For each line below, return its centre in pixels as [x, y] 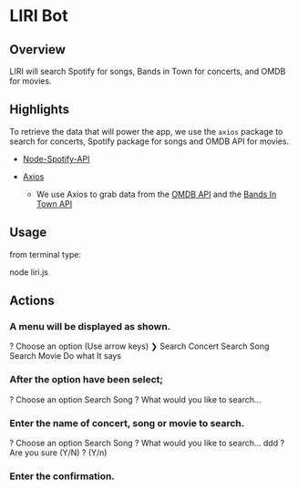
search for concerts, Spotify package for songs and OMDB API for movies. [149, 141]
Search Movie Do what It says [65, 356]
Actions [32, 301]
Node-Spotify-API [56, 158]
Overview [38, 50]
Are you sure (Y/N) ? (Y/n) [58, 453]
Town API [54, 204]
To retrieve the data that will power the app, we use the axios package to [146, 131]
